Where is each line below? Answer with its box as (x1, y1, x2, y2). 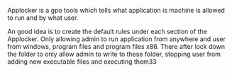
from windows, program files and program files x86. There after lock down (7, 43, 226, 50)
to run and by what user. (7, 13, 79, 22)
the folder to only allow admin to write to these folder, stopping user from (7, 50, 221, 58)
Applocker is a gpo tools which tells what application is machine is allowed (7, 6, 226, 14)
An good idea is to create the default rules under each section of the (7, 28, 207, 35)
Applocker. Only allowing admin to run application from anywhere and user (7, 35, 226, 43)
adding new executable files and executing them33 (7, 57, 158, 66)
